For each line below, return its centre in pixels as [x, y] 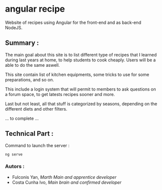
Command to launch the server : [37, 145]
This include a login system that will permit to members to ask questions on [81, 89]
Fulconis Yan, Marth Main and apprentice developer [64, 177]
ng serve [14, 154]
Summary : [22, 43]
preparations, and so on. [30, 79]
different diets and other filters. [36, 109]
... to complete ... [22, 118]
